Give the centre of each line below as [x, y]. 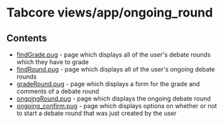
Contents [27, 38]
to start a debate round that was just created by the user [96, 113]
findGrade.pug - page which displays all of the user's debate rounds [113, 54]
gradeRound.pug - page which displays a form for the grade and [108, 84]
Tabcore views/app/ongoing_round [110, 13]
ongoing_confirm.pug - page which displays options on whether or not [117, 106]
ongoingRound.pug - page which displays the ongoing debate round [113, 99]
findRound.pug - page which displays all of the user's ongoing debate [115, 69]
